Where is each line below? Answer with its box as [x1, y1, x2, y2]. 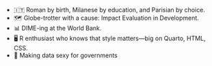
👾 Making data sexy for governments [13, 51, 118, 59]
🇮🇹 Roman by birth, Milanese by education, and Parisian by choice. [13, 6, 205, 14]
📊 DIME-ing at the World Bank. [13, 24, 102, 32]
